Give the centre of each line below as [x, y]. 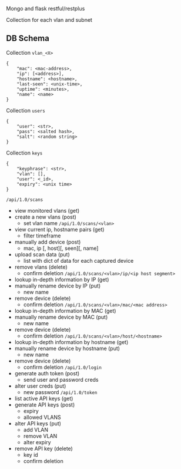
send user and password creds [61, 379]
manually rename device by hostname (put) [67, 348]
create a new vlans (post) [45, 217]
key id [31, 455]
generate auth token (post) [47, 373]
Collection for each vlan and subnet [49, 20]
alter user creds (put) [40, 386]
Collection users [26, 110]
